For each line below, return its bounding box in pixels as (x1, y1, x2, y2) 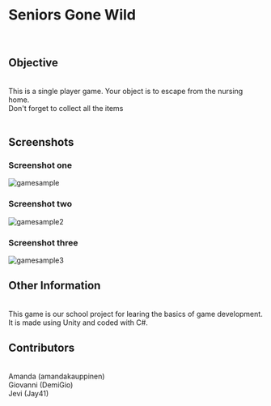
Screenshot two (8, 199, 73, 210)
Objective (8, 56, 59, 70)
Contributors (8, 341, 75, 355)
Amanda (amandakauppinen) (8, 371, 105, 381)
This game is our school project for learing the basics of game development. (8, 309, 263, 318)
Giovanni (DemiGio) (8, 379, 74, 390)
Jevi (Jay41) (8, 388, 49, 398)
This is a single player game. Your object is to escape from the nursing (8, 86, 243, 96)
